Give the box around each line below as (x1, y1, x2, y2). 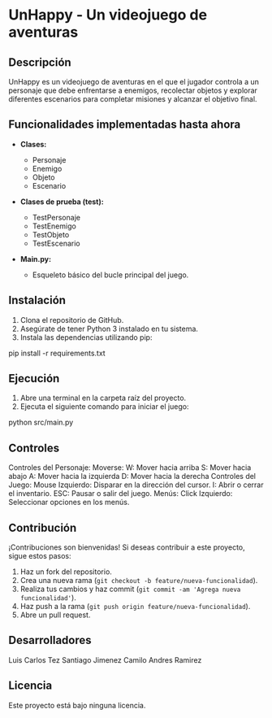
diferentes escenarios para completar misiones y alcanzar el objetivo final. (8, 94, 257, 103)
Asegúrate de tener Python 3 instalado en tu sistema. (19, 324, 199, 333)
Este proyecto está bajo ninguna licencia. (8, 700, 146, 710)
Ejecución (8, 372, 60, 385)
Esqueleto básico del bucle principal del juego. (32, 270, 189, 280)
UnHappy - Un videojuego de (8, 6, 208, 24)
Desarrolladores (8, 633, 92, 647)
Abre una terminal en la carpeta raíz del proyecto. (19, 393, 187, 403)
